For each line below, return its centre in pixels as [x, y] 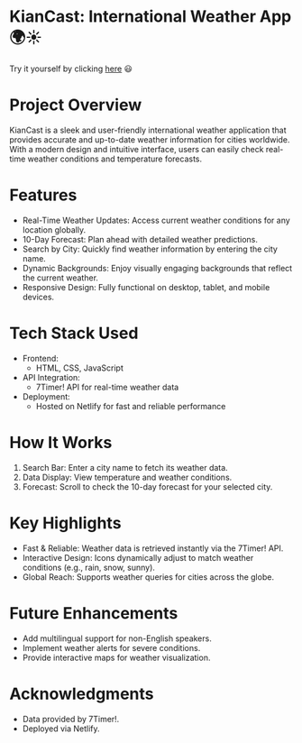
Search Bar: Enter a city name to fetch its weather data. [125, 467]
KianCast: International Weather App [151, 17]
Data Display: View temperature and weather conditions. [127, 477]
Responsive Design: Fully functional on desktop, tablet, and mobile [146, 287]
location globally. [54, 229]
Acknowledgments [82, 694]
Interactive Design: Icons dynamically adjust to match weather [138, 557]
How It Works [61, 442]
